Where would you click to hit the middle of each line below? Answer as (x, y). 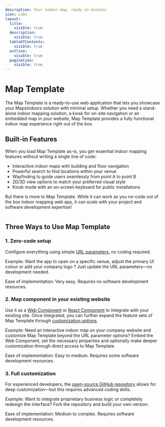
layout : (13, 19)
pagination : (22, 60)
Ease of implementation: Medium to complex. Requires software (70, 414)
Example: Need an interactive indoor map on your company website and (78, 330)
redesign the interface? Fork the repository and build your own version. (77, 404)
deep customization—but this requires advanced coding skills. (68, 389)
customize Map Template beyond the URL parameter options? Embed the (79, 335)
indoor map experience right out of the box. (49, 124)
